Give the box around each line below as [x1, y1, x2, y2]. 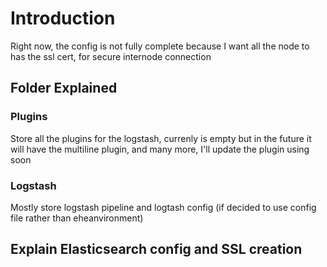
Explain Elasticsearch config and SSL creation [10, 241, 303, 258]
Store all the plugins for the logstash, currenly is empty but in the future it [10, 132, 312, 144]
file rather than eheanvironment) [10, 212, 144, 224]
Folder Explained [10, 80, 118, 97]
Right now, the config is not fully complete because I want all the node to [10, 40, 310, 52]
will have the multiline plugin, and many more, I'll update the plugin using [10, 143, 310, 155]
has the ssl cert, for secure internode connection [10, 50, 212, 62]
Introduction [10, 7, 116, 30]
